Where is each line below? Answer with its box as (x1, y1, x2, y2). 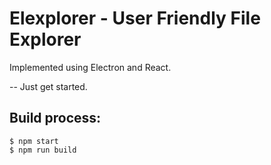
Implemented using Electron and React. (9, 61, 172, 73)
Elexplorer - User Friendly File (9, 7, 261, 30)
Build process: (9, 110, 102, 127)
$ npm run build (9, 145, 77, 155)
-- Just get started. (9, 80, 88, 92)
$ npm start (9, 136, 59, 146)
